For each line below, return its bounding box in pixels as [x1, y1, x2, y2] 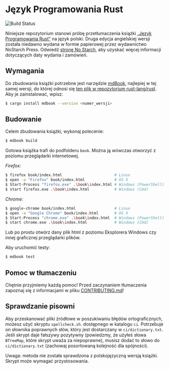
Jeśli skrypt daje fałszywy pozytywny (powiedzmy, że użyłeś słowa [5, 332, 146, 338]
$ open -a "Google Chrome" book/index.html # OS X [5, 210, 128, 216]
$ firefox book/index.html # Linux [5, 173, 130, 178]
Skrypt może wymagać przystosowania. [5, 358, 89, 364]
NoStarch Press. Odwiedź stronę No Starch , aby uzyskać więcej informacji [5, 46, 161, 52]
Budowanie [5, 115, 42, 124]
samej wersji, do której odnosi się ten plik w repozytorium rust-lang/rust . [5, 86, 157, 92]
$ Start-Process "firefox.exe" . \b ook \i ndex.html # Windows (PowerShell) [5, 182, 165, 187]
